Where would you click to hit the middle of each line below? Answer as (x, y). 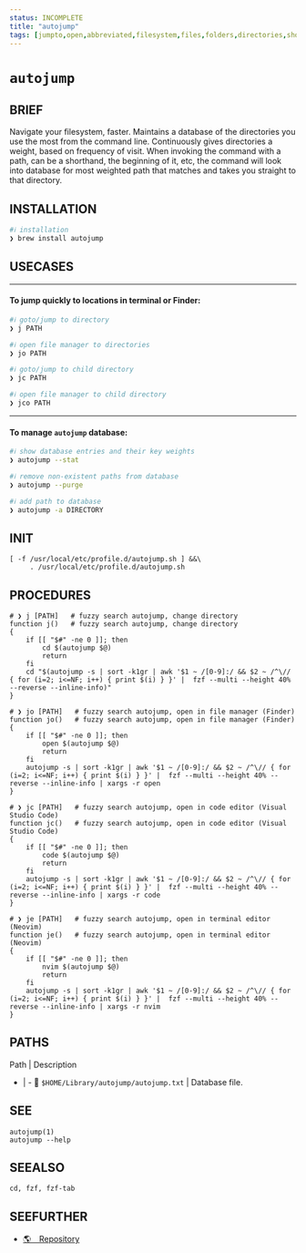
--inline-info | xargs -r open (102, 784)
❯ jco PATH (30, 403)
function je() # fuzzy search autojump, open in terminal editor (140, 935)
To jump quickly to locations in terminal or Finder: (105, 301)
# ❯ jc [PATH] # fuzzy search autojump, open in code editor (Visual (148, 807)
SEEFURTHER (49, 1216)
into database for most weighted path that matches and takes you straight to (153, 170)
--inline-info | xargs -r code (102, 895)
